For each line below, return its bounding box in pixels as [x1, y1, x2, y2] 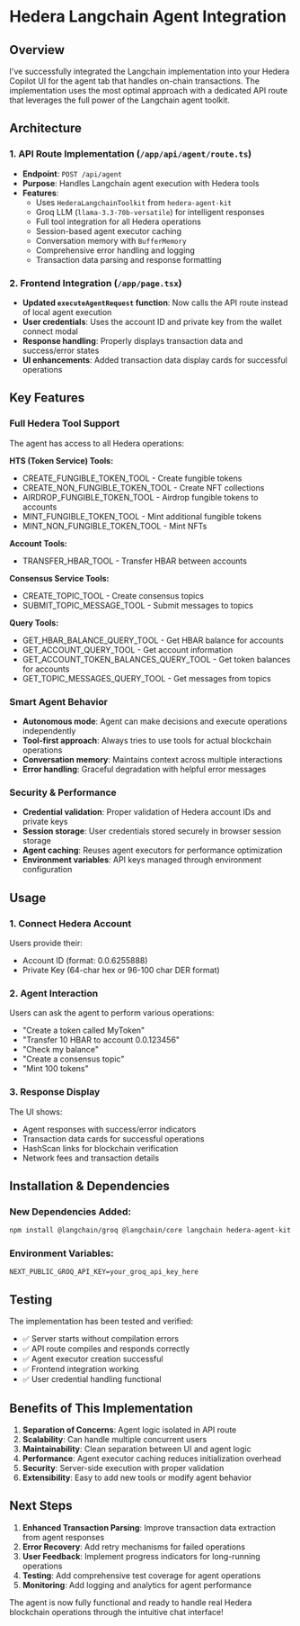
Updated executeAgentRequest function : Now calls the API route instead [22, 297, 289, 308]
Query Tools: [9, 617, 59, 628]
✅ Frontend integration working [22, 1364, 139, 1375]
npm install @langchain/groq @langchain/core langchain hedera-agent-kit [9, 1226, 292, 1235]
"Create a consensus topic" [22, 1053, 125, 1064]
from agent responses [22, 1531, 105, 1542]
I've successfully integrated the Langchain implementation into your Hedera [9, 66, 290, 77]
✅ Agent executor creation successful [22, 1353, 163, 1365]
